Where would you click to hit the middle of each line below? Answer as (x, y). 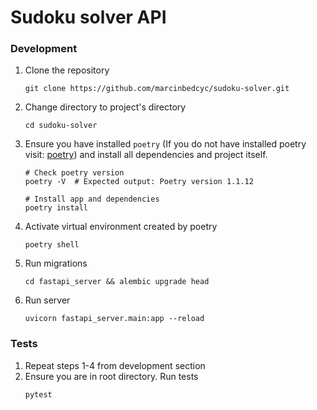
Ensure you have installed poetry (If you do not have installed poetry (165, 144)
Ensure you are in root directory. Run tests (111, 376)
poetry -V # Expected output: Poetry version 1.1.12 (139, 182)
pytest (38, 394)
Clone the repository (67, 70)
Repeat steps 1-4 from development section (115, 365)
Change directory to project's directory (105, 107)
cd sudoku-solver (61, 126)
